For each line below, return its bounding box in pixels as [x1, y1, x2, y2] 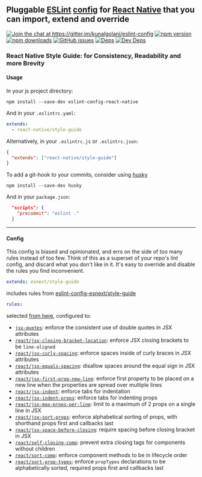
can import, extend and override [6, 14, 130, 25]
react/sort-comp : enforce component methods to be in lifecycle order [14, 451, 188, 458]
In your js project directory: [6, 87, 73, 94]
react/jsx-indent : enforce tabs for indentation [14, 387, 130, 395]
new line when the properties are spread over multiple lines [14, 381, 162, 388]
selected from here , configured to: [6, 312, 91, 319]
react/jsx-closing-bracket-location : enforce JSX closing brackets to [14, 336, 189, 344]
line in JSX [14, 407, 41, 414]
